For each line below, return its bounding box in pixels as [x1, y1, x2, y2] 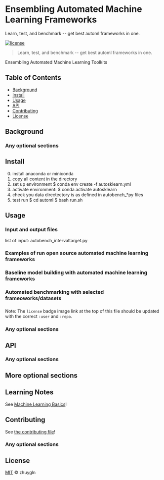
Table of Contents [5, 73, 62, 82]
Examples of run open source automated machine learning [5, 250, 149, 257]
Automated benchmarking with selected [5, 289, 104, 296]
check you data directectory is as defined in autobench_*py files [12, 192, 143, 198]
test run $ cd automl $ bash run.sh [12, 197, 83, 203]
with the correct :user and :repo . [5, 314, 73, 320]
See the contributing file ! [5, 428, 56, 434]
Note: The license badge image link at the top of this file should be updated [5, 308, 160, 314]
